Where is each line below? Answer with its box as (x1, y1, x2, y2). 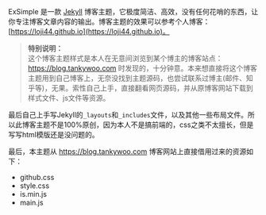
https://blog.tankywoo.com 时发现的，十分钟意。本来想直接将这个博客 (27, 63, 258, 73)
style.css (19, 181, 50, 190)
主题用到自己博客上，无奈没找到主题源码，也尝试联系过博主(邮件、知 (27, 74, 253, 83)
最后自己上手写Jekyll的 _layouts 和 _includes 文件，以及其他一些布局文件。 (8, 110, 249, 119)
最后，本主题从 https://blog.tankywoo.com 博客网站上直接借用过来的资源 (8, 147, 247, 156)
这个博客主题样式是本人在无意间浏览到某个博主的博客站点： (27, 54, 223, 63)
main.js (19, 198, 44, 207)
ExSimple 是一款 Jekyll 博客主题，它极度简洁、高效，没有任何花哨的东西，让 (8, 7, 259, 16)
